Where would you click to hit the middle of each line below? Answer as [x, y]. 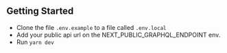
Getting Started [40, 11]
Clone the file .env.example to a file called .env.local [91, 27]
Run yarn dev [35, 42]
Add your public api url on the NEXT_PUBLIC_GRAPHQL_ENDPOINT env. [118, 35]
